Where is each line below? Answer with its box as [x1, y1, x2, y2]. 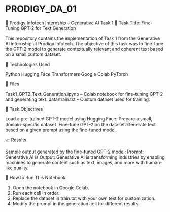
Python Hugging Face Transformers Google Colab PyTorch [5, 71, 128, 77]
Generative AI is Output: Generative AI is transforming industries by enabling [5, 154, 165, 160]
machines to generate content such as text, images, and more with [5, 159, 145, 165]
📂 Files [5, 81, 19, 87]
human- [145, 159, 162, 165]
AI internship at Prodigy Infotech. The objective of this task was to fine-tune [5, 40, 164, 46]
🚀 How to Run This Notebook [5, 174, 66, 180]
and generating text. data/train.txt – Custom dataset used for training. [5, 96, 151, 102]
